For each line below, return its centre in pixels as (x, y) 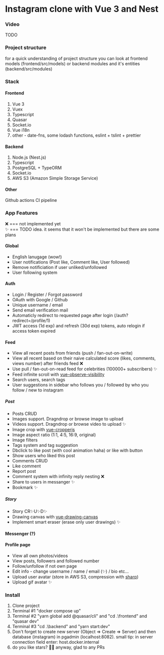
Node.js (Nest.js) (29, 157)
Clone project (26, 606)
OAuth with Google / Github (40, 300)
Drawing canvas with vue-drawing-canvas (55, 517)
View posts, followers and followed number (56, 561)
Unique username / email (37, 305)
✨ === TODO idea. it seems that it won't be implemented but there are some (82, 229)
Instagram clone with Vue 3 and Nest (82, 9)
